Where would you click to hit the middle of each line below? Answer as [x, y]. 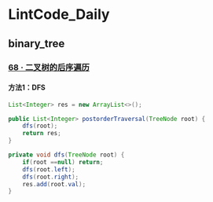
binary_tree [37, 44]
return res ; [42, 134]
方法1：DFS [27, 87]
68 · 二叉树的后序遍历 [49, 67]
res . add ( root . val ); [54, 184]
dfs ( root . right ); [51, 177]
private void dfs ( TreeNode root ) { [66, 155]
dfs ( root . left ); [49, 169]
